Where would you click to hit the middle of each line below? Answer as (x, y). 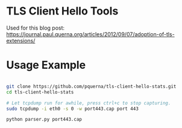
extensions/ (21, 40)
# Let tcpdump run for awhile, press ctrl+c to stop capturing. (89, 103)
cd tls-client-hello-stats (40, 92)
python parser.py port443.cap (44, 120)
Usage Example (46, 65)
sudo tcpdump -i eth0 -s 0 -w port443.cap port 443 (72, 109)
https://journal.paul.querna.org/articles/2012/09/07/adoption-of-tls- (90, 34)
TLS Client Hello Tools (62, 11)
